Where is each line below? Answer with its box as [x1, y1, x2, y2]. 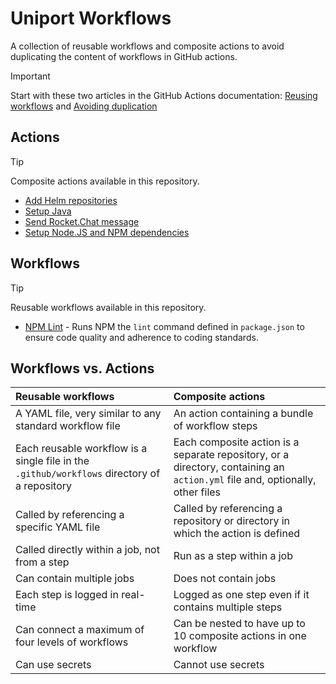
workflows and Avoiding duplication [10, 100, 158, 112]
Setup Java [24, 205, 72, 217]
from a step [15, 555, 70, 569]
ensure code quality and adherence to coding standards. [24, 331, 259, 343]
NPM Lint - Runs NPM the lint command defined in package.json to [24, 320, 305, 332]
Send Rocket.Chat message [24, 215, 140, 227]
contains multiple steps [173, 600, 283, 614]
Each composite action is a [173, 435, 300, 449]
